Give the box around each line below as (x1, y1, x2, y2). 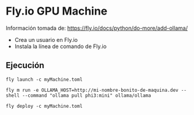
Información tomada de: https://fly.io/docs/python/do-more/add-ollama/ (6, 24, 188, 32)
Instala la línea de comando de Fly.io (14, 43, 107, 50)
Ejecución (6, 60, 45, 71)
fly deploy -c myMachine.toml (6, 103, 83, 109)
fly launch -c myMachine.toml (6, 76, 83, 83)
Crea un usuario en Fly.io (14, 36, 78, 43)
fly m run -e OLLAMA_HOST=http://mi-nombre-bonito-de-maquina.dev (6, 87, 179, 93)
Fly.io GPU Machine (6, 4, 108, 18)
